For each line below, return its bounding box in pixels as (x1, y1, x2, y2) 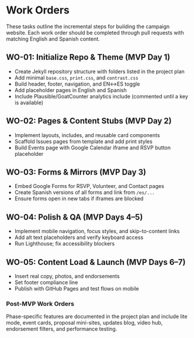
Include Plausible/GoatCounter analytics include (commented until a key (14, 93, 189, 100)
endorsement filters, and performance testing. (6, 326, 117, 333)
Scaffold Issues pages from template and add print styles (14, 138, 153, 145)
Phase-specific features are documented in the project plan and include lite (6, 313, 188, 320)
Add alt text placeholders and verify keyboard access (14, 234, 144, 241)
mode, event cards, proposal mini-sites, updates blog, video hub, (6, 319, 163, 326)
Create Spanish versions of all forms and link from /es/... (14, 189, 155, 196)
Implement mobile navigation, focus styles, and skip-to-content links (14, 228, 180, 235)
